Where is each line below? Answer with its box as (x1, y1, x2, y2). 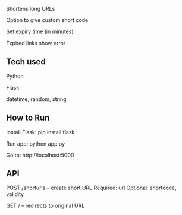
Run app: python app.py (6, 140, 65, 147)
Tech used (6, 56, 46, 67)
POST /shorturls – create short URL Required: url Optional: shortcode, (6, 184, 177, 192)
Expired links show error (6, 40, 66, 46)
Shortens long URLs (6, 5, 55, 12)
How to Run (6, 113, 50, 123)
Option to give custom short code (6, 17, 89, 23)
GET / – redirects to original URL (6, 202, 85, 210)
